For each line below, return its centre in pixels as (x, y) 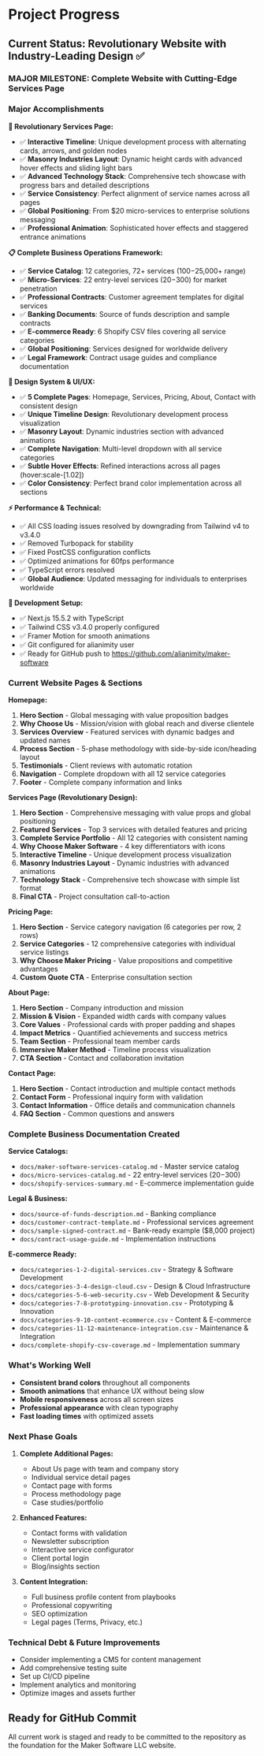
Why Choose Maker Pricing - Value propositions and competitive (126, 961)
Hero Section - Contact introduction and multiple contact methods (128, 1088)
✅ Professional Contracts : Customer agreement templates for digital (132, 296)
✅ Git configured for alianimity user (77, 645)
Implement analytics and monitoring (78, 1685)
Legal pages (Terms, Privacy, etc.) (87, 1622)
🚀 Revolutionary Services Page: (61, 126)
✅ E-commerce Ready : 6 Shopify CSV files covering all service (123, 331)
